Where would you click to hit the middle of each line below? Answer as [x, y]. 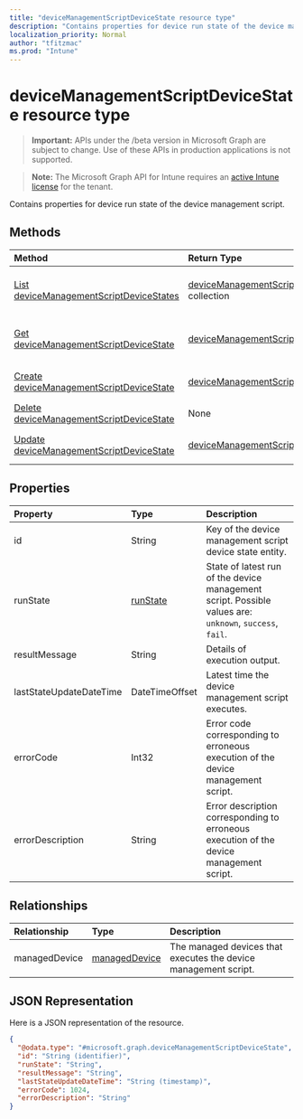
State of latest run [244, 566]
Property [33, 513]
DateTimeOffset [164, 691]
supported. [52, 160]
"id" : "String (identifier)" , [74, 1057]
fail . [217, 634]
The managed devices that [226, 946]
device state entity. [246, 551]
